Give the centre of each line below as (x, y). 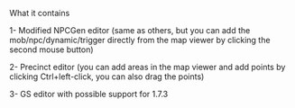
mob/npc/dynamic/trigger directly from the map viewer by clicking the (140, 40)
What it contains (40, 13)
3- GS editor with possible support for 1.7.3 (89, 94)
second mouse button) (51, 49)
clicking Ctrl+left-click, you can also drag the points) (107, 76)
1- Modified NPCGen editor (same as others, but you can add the (130, 30)
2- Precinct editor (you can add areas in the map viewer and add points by (147, 67)
